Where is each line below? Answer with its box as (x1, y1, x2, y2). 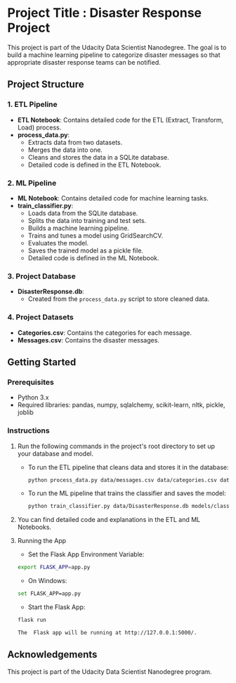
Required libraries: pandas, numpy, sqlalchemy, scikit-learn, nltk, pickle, (17, 401, 226, 409)
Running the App (17, 537, 67, 545)
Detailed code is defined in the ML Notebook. (27, 253, 159, 262)
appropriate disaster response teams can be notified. (7, 58, 161, 66)
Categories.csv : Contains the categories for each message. (17, 328, 192, 337)
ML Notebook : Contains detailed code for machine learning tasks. (17, 193, 209, 202)
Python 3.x (17, 393, 49, 402)
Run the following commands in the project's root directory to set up (17, 442, 216, 450)
